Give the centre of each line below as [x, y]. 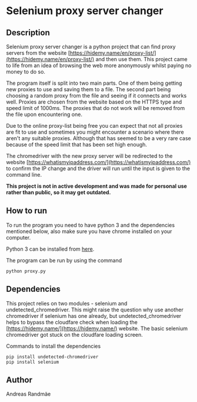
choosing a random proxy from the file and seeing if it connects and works [96, 96]
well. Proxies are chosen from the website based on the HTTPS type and [94, 102]
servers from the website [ [38, 53]
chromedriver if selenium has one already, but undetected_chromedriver [94, 315]
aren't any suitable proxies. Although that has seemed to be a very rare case [98, 138]
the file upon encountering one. [44, 114]
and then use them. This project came [141, 59]
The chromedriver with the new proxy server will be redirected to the [89, 156]
